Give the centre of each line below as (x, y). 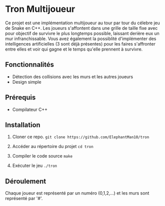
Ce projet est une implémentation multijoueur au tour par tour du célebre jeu (83, 23)
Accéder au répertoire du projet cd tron (53, 147)
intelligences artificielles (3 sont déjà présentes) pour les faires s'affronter (80, 44)
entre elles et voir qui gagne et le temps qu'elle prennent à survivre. (74, 49)
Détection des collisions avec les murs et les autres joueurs (73, 77)
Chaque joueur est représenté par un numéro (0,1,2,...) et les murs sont (77, 193)
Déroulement (26, 181)
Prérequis (21, 98)
